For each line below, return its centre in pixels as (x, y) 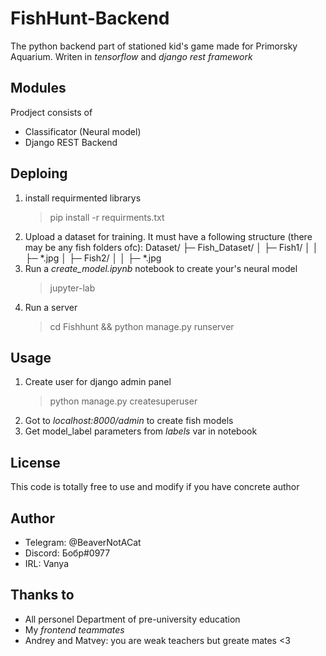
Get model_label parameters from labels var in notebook (141, 431)
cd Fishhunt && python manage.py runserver (142, 326)
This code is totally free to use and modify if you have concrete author (155, 487)
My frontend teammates (74, 629)
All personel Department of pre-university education (132, 619)
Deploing (39, 173)
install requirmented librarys (83, 198)
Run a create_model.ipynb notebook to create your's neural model (161, 268)
